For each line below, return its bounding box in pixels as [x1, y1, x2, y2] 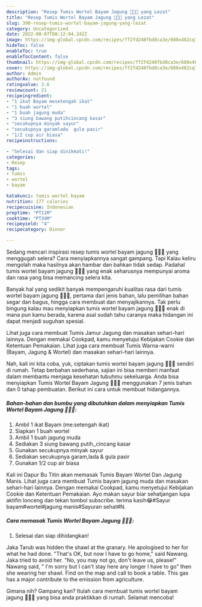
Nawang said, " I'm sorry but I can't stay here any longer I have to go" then [6, 562, 192, 570]
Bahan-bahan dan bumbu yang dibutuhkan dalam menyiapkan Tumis [6, 399, 185, 406]
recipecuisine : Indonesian [6, 204, 74, 210]
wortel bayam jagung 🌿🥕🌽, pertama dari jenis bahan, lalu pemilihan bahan [6, 292, 189, 299]
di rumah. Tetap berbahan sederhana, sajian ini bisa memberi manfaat [6, 367, 180, 373]
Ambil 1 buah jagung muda [14, 434, 81, 441]
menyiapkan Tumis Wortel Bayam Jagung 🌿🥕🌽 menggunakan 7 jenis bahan [6, 379, 192, 386]
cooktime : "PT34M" [6, 215, 52, 222]
